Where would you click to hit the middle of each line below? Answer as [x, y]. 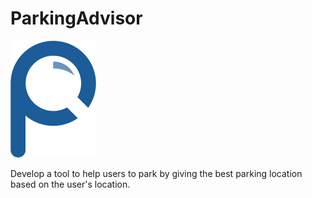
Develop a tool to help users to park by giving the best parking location [156, 173]
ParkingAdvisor [76, 18]
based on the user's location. [70, 184]
